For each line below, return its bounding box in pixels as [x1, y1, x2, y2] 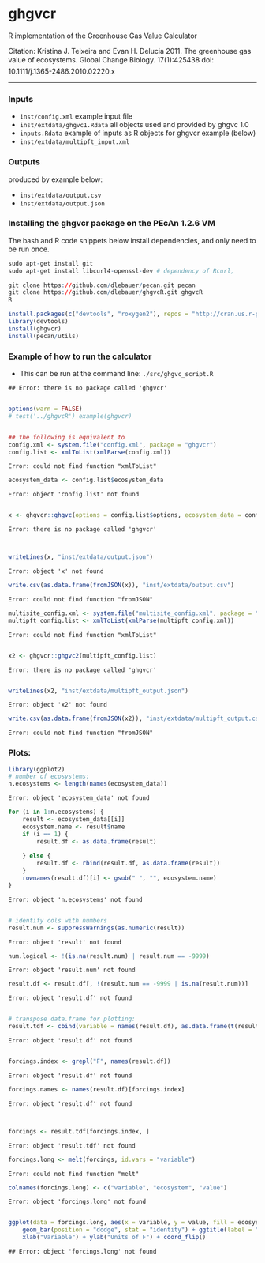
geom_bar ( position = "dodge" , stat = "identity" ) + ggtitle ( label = [22, 1226, 252, 1234]
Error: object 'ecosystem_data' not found [8, 794, 150, 802]
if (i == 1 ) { [22, 830, 69, 838]
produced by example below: [8, 175, 103, 184]
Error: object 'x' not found [8, 567, 104, 575]
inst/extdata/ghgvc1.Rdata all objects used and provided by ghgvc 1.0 [19, 120, 250, 130]
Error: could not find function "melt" [8, 1170, 140, 1178]
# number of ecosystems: [8, 772, 90, 781]
